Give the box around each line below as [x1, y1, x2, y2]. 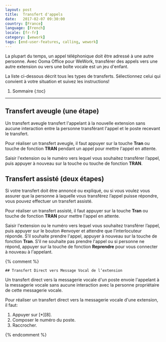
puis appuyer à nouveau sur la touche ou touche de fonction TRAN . [5, 160, 143, 166]
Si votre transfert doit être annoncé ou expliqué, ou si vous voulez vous [5, 188, 150, 194]
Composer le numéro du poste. [12, 317, 76, 323]
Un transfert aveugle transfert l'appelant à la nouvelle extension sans [5, 120, 146, 126]
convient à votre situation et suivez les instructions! [5, 78, 110, 84]
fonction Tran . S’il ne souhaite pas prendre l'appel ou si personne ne [5, 239, 145, 244]
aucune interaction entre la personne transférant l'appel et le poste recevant [5, 125, 161, 131]
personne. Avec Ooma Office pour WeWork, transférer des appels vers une [5, 58, 158, 64]
